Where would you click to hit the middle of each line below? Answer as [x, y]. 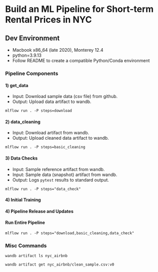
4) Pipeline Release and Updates [39, 211]
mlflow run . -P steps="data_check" [43, 189]
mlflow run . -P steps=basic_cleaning [45, 147]
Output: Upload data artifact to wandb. [52, 102]
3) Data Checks [22, 158]
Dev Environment [33, 38]
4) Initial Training [23, 200]
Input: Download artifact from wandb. [51, 133]
